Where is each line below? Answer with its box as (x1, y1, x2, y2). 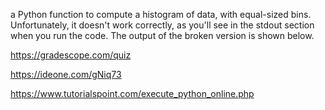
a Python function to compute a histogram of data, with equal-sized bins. (10, 9, 312, 20)
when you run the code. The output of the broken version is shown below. (10, 30, 315, 41)
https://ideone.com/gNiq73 (10, 69, 122, 80)
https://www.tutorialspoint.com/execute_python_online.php (10, 88, 255, 99)
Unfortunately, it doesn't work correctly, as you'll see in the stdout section (10, 19, 315, 31)
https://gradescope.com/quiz (10, 49, 132, 61)
